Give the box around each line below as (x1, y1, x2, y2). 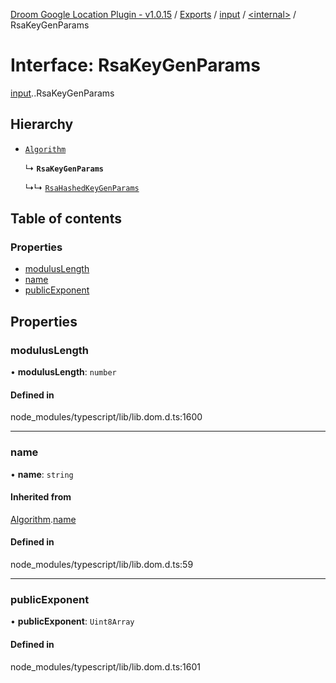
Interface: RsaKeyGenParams (10, 54, 261, 77)
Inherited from (10, 491, 72, 503)
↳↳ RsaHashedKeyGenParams (24, 181, 140, 193)
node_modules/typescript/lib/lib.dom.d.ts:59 (10, 559, 194, 571)
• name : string (10, 468, 74, 480)
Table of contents (10, 210, 122, 228)
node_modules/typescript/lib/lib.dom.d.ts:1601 (10, 660, 202, 673)
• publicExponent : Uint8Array (10, 615, 135, 628)
